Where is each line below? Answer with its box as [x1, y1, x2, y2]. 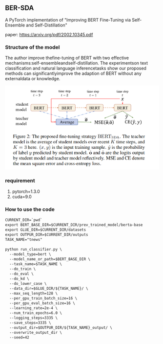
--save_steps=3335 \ [9, 321, 51, 325]
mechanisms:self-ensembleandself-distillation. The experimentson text [5, 60, 148, 66]
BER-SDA [5, 4, 34, 12]
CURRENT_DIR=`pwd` [5, 218, 42, 223]
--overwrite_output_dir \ [9, 330, 62, 335]
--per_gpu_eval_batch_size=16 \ [9, 301, 76, 306]
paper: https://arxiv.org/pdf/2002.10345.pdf [5, 31, 93, 37]
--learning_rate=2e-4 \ [9, 306, 58, 311]
